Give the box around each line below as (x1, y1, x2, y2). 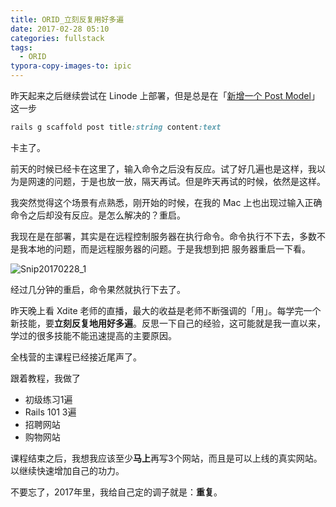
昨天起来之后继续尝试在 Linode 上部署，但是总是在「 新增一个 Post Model (10, 90, 312, 101)
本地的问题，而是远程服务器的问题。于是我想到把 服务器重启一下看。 (27, 242, 311, 255)
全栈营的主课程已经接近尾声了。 (10, 351, 142, 363)
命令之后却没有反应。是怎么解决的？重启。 (10, 209, 186, 221)
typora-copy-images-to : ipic (10, 61, 132, 71)
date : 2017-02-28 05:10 (10, 24, 110, 34)
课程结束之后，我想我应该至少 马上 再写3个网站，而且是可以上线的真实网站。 (10, 452, 323, 464)
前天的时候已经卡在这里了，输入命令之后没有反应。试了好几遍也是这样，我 (10, 162, 317, 175)
